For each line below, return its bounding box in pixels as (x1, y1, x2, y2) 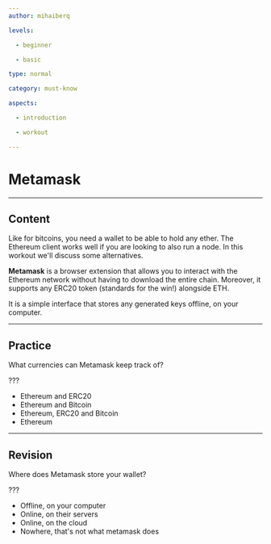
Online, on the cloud (19, 518, 88, 527)
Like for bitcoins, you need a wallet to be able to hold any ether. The (8, 233, 234, 243)
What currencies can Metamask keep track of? (8, 360, 164, 370)
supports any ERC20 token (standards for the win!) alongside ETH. (8, 283, 230, 293)
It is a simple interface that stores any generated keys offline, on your (8, 299, 239, 309)
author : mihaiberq (8, 11, 70, 20)
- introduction (15, 114, 67, 122)
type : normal (8, 70, 52, 78)
